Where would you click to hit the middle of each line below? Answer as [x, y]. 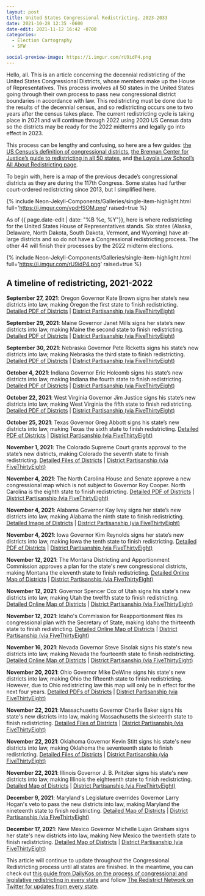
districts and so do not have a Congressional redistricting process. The [110, 239]
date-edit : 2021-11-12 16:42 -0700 [52, 29]
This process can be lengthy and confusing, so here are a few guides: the [99, 145]
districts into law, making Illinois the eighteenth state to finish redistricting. [99, 779]
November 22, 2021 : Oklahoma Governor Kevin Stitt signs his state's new [99, 741]
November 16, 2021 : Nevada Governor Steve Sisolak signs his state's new [99, 647]
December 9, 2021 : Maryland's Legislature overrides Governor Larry [93, 797]
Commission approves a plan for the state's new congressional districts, [97, 566]
